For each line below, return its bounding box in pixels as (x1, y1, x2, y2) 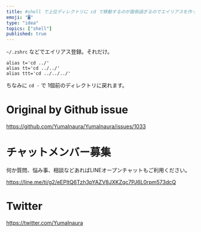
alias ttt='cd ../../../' (6, 71, 71, 77)
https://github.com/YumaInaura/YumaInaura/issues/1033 (6, 123, 147, 130)
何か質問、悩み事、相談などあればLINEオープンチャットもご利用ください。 (6, 167, 190, 173)
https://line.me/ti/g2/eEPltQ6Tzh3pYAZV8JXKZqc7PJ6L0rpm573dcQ (6, 179, 176, 185)
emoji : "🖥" (6, 14, 34, 20)
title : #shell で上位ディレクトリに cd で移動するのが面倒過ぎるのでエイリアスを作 (6, 8, 193, 15)
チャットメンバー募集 (6, 146, 111, 159)
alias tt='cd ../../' (6, 65, 60, 72)
